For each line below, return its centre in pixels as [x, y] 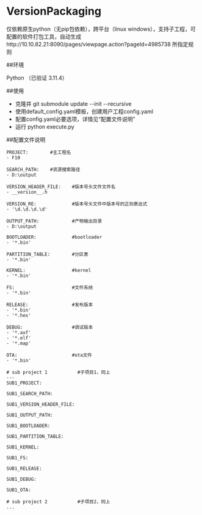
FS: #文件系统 [50, 287]
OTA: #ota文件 [49, 355]
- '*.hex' [19, 315]
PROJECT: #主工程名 [39, 152]
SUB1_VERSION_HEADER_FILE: [41, 404]
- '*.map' [19, 343]
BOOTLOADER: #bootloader [54, 237]
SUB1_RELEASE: [24, 469]
